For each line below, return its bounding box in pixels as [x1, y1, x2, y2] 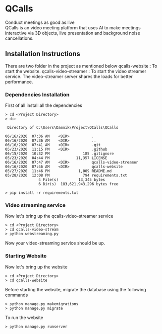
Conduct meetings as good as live [5, 19, 75, 25]
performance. [5, 79, 33, 84]
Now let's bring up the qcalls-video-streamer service [5, 213, 113, 219]
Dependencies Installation [5, 91, 70, 98]
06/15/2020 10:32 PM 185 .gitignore [5, 151, 114, 157]
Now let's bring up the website [5, 264, 68, 270]
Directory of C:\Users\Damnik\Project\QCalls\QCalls [7, 125, 119, 130]
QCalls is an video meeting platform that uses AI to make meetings [5, 24, 141, 30]
